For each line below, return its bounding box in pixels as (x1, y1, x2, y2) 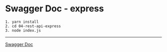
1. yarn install (5, 19, 39, 24)
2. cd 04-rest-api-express (5, 23, 61, 29)
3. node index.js (5, 28, 41, 33)
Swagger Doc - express (5, 3, 104, 14)
